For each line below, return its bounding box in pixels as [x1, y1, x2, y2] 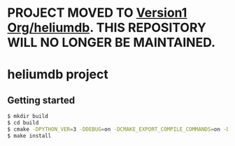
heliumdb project [7, 66, 108, 82]
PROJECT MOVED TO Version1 [7, 5, 187, 21]
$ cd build [7, 119, 39, 126]
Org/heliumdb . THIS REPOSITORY [7, 20, 206, 36]
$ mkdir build [7, 113, 49, 120]
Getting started [7, 94, 76, 106]
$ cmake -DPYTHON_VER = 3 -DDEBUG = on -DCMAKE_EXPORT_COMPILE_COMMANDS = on [7, 126, 220, 133]
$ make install [7, 132, 52, 139]
